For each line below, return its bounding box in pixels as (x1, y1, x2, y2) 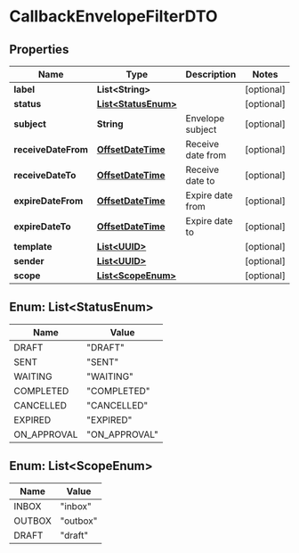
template (13, 241, 53, 252)
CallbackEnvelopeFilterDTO (9, 6, 218, 27)
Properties (9, 42, 69, 57)
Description (185, 69, 237, 80)
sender (13, 255, 44, 267)
